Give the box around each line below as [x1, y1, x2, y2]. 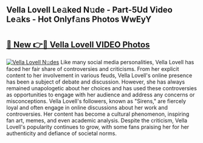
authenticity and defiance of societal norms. [6, 130, 117, 137]
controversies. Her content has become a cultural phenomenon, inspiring [6, 110, 190, 118]
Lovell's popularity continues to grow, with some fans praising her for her [6, 124, 190, 130]
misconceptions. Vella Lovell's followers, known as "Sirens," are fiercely [6, 98, 187, 105]
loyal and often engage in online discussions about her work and [6, 104, 168, 111]
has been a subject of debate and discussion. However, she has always [6, 78, 185, 85]
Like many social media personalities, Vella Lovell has [60, 59, 194, 65]
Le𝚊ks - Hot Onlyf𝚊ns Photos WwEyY [6, 15, 152, 25]
